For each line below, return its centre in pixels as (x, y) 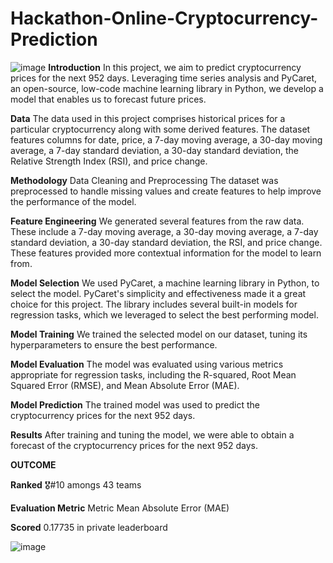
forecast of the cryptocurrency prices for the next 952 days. (134, 445)
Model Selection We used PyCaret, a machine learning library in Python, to (165, 283)
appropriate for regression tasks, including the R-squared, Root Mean (153, 374)
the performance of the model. (73, 201)
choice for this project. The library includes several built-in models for (154, 304)
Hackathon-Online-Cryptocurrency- (164, 18)
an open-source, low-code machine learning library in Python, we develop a (167, 88)
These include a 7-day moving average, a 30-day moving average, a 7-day (164, 231)
